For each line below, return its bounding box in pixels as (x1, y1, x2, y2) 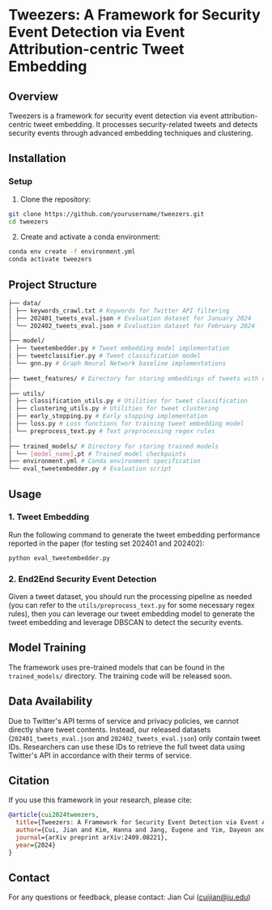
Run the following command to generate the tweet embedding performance (8, 529, 261, 539)
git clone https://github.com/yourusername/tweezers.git (8, 210, 205, 218)
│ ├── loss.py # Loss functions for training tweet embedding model (8, 419, 244, 427)
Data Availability (8, 695, 93, 708)
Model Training (8, 641, 87, 655)
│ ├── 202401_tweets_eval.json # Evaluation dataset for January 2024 (8, 314, 252, 322)
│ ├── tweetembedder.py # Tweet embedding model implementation (8, 344, 230, 353)
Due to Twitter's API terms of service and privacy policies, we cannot (8, 716, 239, 725)
